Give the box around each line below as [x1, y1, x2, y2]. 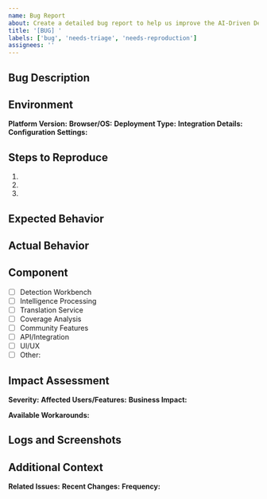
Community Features [19, 323, 89, 332]
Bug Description [8, 71, 90, 84]
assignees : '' [8, 41, 56, 49]
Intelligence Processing [19, 296, 97, 305]
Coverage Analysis [19, 314, 82, 324]
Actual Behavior [8, 238, 90, 252]
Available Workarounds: [8, 411, 90, 420]
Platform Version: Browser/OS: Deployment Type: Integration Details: [8, 119, 243, 128]
